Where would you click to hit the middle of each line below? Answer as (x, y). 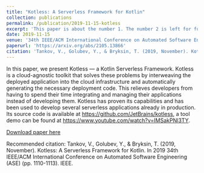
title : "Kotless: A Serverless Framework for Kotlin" (76, 12)
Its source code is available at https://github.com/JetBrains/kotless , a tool (98, 114)
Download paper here (33, 132)
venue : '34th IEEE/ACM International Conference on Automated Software (99, 40)
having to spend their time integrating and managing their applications (94, 94)
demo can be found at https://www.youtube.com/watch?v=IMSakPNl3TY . (98, 120)
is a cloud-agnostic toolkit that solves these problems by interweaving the (99, 75)
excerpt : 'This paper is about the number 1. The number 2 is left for (99, 29)
